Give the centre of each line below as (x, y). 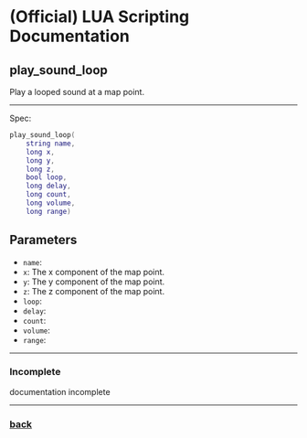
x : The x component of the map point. (94, 272)
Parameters (43, 240)
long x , (40, 152)
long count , (48, 195)
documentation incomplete (60, 391)
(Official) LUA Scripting (100, 17)
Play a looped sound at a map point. (77, 92)
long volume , (51, 203)
